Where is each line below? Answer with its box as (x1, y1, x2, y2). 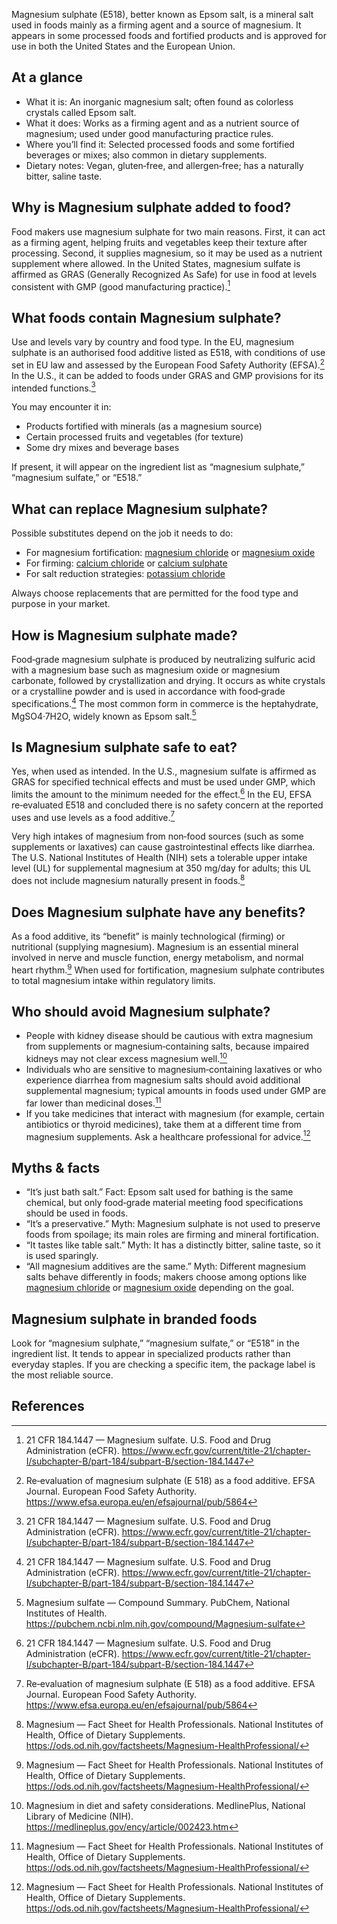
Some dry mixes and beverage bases (25, 442, 180, 454)
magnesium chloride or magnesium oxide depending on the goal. (25, 1282, 295, 1294)
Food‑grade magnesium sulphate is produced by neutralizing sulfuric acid (11, 654, 316, 666)
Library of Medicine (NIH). (25, 1810, 134, 1822)
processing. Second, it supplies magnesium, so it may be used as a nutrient (11, 247, 323, 259)
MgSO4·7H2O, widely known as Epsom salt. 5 (11, 708, 197, 722)
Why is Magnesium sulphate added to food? (11, 199, 292, 216)
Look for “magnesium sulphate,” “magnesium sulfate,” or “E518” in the (11, 1337, 300, 1349)
